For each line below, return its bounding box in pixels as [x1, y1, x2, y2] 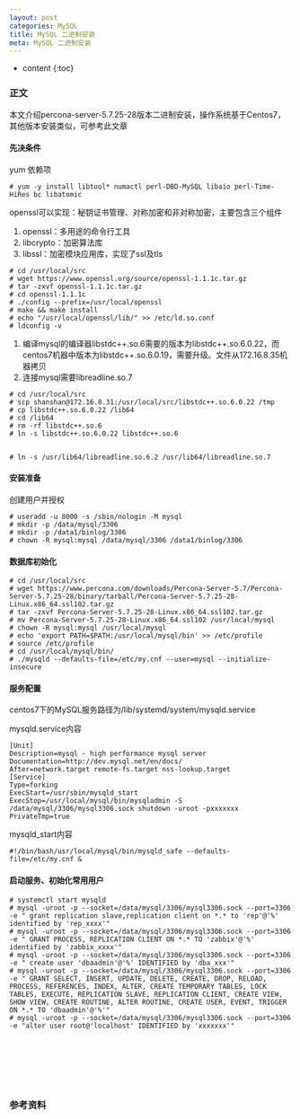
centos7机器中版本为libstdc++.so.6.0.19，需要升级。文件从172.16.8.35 [22, 349, 280, 360]
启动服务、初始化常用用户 [9, 875, 104, 886]
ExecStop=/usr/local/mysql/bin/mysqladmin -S [9, 797, 182, 806]
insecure [9, 663, 42, 672]
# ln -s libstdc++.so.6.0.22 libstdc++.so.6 [9, 428, 179, 438]
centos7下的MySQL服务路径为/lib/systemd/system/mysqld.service [9, 704, 256, 715]
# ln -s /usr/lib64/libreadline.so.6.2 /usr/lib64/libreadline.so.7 [9, 453, 271, 462]
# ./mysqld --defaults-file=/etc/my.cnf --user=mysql [9, 655, 216, 665]
